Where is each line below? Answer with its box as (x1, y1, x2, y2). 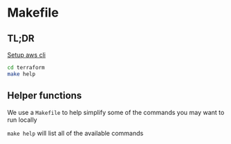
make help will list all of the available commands (7, 129, 144, 137)
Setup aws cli (7, 51, 46, 59)
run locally (7, 116, 38, 124)
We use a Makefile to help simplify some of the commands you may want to (7, 108, 225, 116)
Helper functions (7, 90, 82, 102)
